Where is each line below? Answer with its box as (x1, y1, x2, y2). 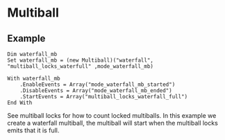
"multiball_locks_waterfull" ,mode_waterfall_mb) (7, 63, 154, 70)
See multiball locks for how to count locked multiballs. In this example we (7, 112, 217, 119)
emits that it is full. (7, 126, 60, 134)
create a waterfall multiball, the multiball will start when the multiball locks (7, 119, 219, 127)
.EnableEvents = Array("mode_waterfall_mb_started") (19, 81, 176, 88)
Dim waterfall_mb (7, 51, 58, 58)
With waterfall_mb (7, 75, 60, 82)
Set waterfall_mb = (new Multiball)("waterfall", (7, 57, 154, 64)
